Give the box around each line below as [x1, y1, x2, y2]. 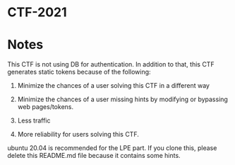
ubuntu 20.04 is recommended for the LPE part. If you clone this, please [7, 144, 217, 152]
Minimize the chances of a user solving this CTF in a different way [17, 81, 210, 90]
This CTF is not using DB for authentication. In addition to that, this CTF [7, 60, 215, 69]
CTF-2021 [7, 4, 67, 21]
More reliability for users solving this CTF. [17, 130, 139, 139]
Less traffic [17, 116, 51, 125]
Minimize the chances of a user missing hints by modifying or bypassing [17, 95, 228, 103]
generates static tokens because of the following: [7, 68, 151, 76]
